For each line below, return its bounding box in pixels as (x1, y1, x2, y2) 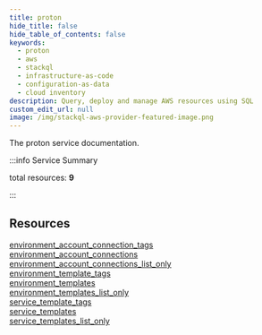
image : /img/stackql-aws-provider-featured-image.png (9, 113, 215, 122)
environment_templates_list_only (9, 287, 130, 297)
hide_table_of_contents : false (9, 30, 126, 39)
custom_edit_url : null (9, 105, 94, 114)
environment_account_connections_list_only (9, 258, 172, 269)
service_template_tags (9, 296, 92, 307)
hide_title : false (9, 21, 78, 30)
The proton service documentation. (9, 138, 139, 149)
